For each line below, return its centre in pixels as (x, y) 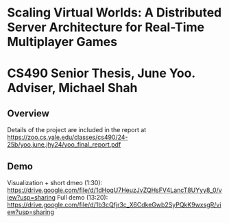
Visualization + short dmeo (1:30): (55, 183)
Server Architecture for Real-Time (106, 27)
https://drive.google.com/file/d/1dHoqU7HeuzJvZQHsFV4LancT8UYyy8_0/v (114, 190)
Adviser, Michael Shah (72, 88)
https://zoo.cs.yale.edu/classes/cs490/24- (68, 137)
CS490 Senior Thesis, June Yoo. (101, 73)
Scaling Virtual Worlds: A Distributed (114, 13)
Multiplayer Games (62, 42)
